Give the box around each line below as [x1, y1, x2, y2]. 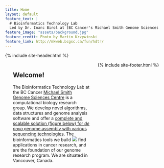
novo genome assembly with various [13, 125, 87, 131]
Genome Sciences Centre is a [13, 94, 73, 100]
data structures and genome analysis [13, 110, 88, 116]
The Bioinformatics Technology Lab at [13, 84, 90, 90]
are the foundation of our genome [13, 147, 81, 153]
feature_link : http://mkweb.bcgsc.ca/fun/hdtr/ [5, 39, 104, 44]
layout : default [5, 12, 38, 17]
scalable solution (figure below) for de [13, 120, 90, 126]
